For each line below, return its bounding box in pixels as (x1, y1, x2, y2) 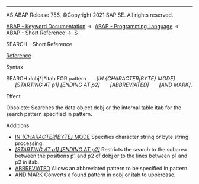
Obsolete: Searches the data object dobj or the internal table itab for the (6, 104, 182, 111)
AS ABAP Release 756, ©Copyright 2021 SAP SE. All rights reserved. (6, 11, 174, 18)
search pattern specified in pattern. (6, 111, 93, 117)
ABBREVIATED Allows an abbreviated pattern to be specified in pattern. (14, 165, 190, 172)
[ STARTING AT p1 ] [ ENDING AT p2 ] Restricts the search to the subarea (14, 146, 187, 153)
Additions (6, 122, 30, 129)
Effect (6, 93, 21, 99)
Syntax (6, 63, 24, 70)
